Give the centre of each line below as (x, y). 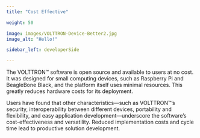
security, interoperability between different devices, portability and (89, 109)
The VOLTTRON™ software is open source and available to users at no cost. (100, 72)
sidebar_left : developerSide (43, 50)
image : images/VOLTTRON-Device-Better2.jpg (62, 34)
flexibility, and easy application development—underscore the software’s (96, 116)
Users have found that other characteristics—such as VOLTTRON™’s (91, 103)
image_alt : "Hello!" (32, 39)
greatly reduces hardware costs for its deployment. (70, 91)
